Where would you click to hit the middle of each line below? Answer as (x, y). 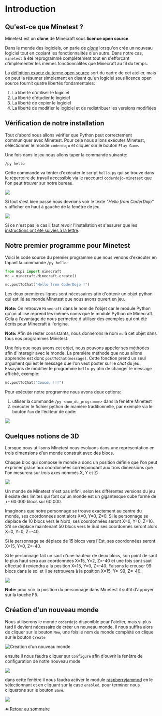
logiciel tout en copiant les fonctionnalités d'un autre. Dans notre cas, (74, 53)
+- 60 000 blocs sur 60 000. (33, 501)
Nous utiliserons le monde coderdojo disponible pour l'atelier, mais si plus (78, 622)
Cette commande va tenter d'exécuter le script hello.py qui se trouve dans (80, 172)
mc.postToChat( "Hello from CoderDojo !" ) (47, 285)
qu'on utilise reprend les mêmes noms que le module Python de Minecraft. (79, 314)
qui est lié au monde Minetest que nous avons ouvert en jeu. (65, 299)
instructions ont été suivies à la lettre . (42, 230)
